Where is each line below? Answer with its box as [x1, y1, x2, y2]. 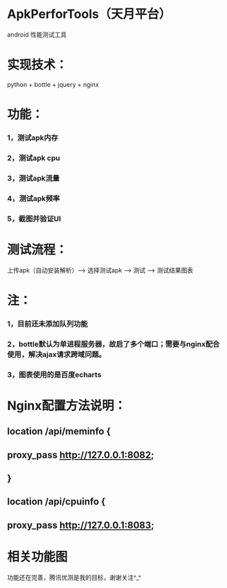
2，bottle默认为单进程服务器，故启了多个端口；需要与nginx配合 [7, 339, 220, 349]
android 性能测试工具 [7, 30, 67, 39]
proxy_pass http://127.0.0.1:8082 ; [7, 449, 155, 460]
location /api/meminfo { [7, 425, 111, 438]
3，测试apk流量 [7, 173, 60, 183]
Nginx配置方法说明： [7, 398, 127, 414]
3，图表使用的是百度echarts [7, 369, 102, 379]
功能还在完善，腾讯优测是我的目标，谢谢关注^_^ [7, 573, 142, 581]
